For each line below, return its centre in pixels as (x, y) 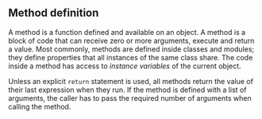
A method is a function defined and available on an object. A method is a (127, 32)
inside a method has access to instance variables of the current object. (125, 66)
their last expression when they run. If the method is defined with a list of (127, 90)
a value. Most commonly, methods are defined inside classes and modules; (131, 49)
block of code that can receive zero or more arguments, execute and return (131, 40)
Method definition (54, 13)
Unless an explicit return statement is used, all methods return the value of (131, 81)
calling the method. (40, 106)
